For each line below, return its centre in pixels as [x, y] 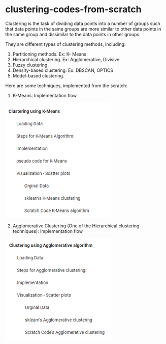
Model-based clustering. [38, 75]
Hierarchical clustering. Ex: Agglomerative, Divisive [66, 59]
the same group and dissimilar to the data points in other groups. [73, 34]
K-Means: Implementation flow [45, 95]
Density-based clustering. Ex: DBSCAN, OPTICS [63, 70]
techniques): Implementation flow [47, 231]
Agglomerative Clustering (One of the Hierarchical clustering [76, 226]
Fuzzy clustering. [31, 65]
